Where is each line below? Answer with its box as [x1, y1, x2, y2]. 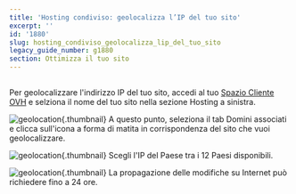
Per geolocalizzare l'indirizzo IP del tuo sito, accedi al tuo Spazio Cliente [9, 87, 275, 98]
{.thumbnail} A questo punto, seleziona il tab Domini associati [61, 114, 287, 125]
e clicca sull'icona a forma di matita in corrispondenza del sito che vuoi [9, 124, 270, 134]
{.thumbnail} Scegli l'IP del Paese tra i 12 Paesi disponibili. [61, 150, 274, 161]
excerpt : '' [9, 21, 53, 30]
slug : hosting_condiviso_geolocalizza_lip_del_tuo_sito [9, 37, 221, 47]
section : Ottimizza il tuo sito [9, 54, 129, 63]
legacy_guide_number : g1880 [9, 46, 114, 55]
